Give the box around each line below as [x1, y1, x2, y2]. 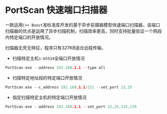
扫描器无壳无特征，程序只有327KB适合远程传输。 [5, 45, 106, 51]
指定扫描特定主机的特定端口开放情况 [12, 94, 87, 100]
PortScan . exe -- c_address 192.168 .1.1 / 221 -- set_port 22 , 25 [5, 85, 133, 90]
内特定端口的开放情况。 [5, 34, 53, 40]
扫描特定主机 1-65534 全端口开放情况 [12, 55, 85, 61]
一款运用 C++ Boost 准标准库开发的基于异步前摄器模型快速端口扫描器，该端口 [5, 22, 161, 28]
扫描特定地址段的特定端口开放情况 [12, 75, 83, 81]
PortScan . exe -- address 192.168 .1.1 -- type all [5, 65, 106, 70]
